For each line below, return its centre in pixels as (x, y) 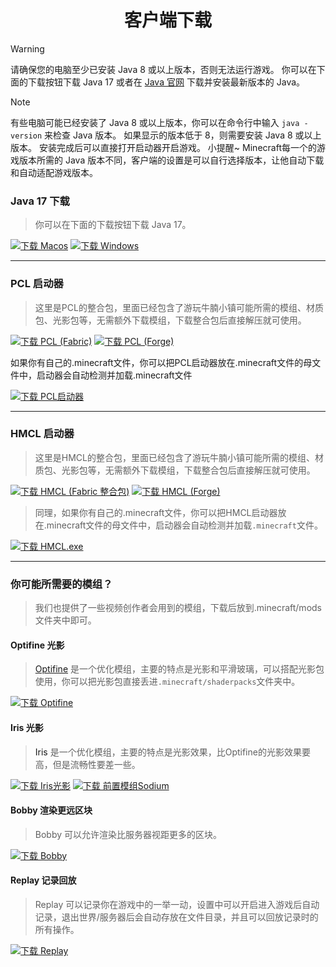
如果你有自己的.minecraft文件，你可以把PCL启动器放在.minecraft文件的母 (161, 362)
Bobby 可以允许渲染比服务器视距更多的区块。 (128, 834)
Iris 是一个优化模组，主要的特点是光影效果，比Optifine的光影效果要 (172, 752)
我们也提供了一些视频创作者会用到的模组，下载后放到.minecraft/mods (178, 608)
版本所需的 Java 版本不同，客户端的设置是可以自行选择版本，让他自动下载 (171, 160)
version (26, 136)
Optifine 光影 (37, 645)
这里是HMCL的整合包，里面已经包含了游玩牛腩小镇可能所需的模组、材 (179, 457)
